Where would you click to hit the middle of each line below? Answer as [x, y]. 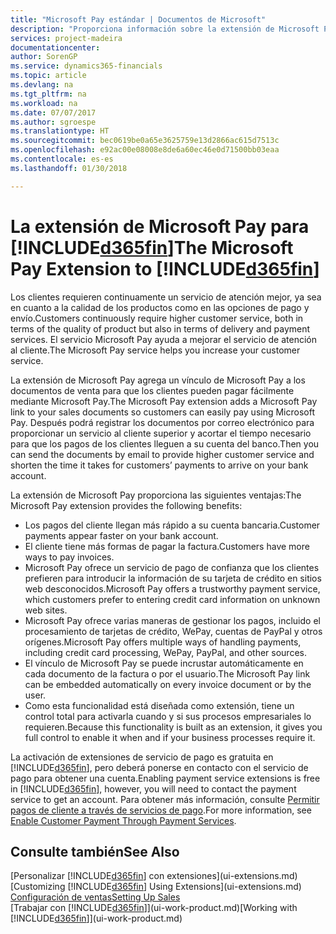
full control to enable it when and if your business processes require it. [170, 737]
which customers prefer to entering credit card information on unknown [172, 599]
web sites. [46, 610]
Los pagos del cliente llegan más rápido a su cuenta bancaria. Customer [172, 525]
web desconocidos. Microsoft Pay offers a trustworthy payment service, [172, 588]
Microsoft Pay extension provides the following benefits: [126, 505]
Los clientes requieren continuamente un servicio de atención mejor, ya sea [166, 297]
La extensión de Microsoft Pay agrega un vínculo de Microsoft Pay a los [158, 380]
